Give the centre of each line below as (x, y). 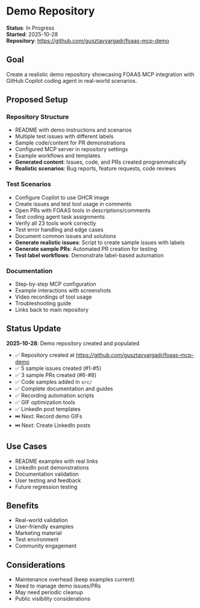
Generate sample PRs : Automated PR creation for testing (86, 248)
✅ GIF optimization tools (45, 402)
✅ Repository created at (45, 355)
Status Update (34, 328)
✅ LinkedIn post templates (48, 409)
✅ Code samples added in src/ (53, 381)
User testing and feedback (48, 480)
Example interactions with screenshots (63, 291)
